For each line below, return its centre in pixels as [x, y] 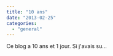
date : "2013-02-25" [31, 18]
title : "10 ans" [27, 12]
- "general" [27, 29]
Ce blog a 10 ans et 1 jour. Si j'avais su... [57, 46]
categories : [21, 23]
